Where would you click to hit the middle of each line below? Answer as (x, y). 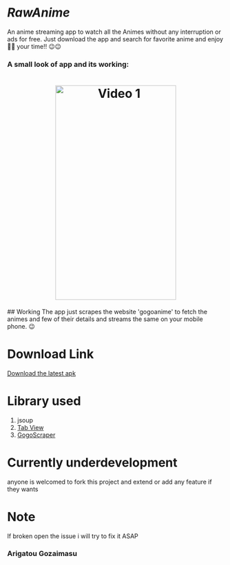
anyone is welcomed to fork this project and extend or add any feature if (109, 482)
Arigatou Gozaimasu (42, 554)
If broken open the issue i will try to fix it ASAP (73, 536)
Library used (44, 401)
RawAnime (39, 13)
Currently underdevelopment (92, 462)
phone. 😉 (21, 326)
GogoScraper (36, 435)
